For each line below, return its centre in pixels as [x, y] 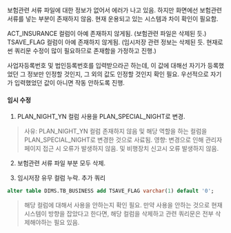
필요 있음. [67, 223]
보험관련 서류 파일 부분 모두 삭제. [61, 163]
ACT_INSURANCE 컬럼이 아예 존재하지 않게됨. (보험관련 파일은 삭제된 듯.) [107, 34]
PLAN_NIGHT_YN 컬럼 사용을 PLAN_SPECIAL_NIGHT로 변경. [101, 117]
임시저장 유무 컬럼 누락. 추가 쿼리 [61, 178]
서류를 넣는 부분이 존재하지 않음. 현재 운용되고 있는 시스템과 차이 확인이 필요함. [113, 19]
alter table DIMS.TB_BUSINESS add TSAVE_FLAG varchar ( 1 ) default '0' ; [111, 191]
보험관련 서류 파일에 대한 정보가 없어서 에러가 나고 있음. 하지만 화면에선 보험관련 [115, 10]
